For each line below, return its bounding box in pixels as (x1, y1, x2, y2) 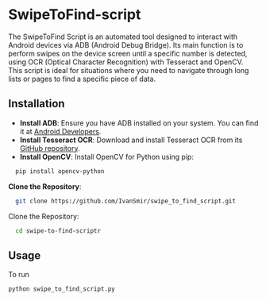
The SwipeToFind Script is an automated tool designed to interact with (8, 32, 238, 41)
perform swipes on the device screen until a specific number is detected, (8, 48, 248, 58)
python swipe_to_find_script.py (8, 285, 115, 293)
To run (8, 270, 30, 280)
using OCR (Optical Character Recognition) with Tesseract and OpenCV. (8, 57, 244, 67)
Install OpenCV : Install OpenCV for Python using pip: (19, 152, 195, 161)
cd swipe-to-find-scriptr (15, 226, 102, 235)
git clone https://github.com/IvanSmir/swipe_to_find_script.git (15, 197, 237, 205)
